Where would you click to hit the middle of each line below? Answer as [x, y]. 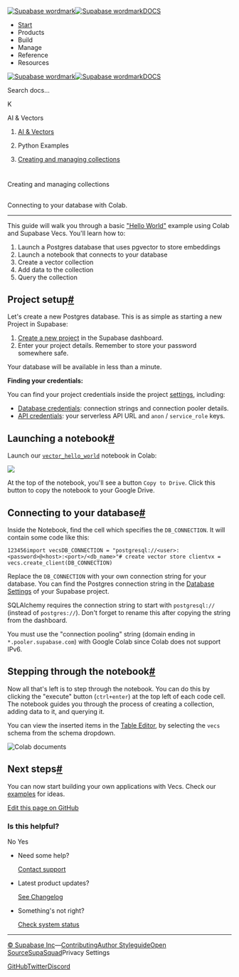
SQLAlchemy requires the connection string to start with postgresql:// [111, 605]
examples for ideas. [36, 794]
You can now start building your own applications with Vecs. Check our [112, 786]
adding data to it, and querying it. [56, 711]
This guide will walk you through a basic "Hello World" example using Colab [118, 225]
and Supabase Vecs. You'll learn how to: [67, 233]
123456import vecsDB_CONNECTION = [59, 551]
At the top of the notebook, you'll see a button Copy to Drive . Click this [111, 483]
